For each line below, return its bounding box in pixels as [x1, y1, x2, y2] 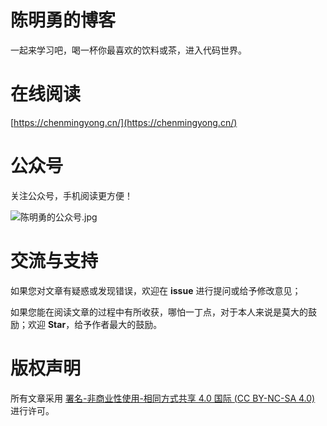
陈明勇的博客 [10, 9, 117, 32]
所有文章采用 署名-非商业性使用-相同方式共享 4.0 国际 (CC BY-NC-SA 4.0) [10, 392, 316, 404]
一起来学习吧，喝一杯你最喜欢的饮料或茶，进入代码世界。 [10, 44, 247, 56]
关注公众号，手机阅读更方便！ [10, 189, 133, 201]
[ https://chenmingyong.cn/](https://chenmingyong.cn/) [10, 116, 238, 128]
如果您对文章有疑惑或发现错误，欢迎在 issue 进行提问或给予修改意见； [10, 284, 302, 296]
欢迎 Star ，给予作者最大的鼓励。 [27, 318, 163, 330]
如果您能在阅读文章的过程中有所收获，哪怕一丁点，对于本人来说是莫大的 [10, 306, 308, 318]
